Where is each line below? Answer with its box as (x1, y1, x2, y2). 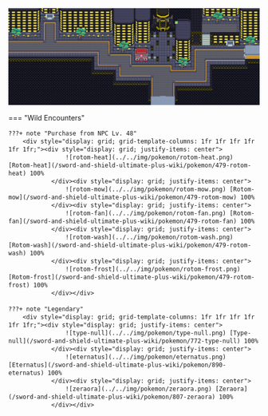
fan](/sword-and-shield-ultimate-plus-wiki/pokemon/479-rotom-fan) (8, 217, 238, 226)
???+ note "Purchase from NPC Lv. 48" (8, 129, 137, 138)
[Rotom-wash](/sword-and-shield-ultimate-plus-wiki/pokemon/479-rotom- (8, 241, 251, 250)
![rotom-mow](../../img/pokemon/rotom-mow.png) (65, 185, 227, 194)
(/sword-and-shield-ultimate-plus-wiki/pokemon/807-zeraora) (8, 393, 216, 402)
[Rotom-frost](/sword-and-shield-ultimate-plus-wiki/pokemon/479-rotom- (8, 273, 255, 282)
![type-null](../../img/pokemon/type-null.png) (65, 329, 227, 338)
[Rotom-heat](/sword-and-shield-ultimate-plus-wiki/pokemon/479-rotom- (8, 161, 251, 170)
